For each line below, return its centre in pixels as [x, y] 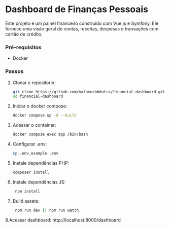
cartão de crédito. [24, 34]
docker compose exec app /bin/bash [50, 135]
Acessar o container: [35, 125]
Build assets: [26, 201]
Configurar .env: [30, 144]
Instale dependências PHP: [41, 163]
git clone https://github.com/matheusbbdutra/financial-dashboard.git [89, 92]
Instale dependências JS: [39, 182]
